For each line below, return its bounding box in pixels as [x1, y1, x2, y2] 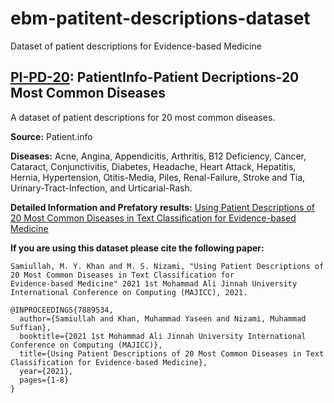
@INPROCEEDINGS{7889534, [10, 305, 114, 315]
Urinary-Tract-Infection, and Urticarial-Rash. [10, 182, 193, 194]
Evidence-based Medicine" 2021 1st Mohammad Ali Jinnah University [10, 278, 298, 289]
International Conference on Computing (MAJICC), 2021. [10, 287, 248, 297]
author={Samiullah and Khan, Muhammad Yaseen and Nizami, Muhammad [19, 313, 307, 324]
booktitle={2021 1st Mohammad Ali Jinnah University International [19, 331, 307, 341]
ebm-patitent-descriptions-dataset [10, 7, 311, 30]
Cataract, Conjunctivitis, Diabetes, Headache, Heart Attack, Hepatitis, [10, 160, 297, 172]
